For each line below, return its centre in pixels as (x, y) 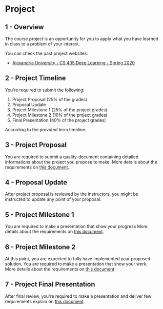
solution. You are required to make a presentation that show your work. (76, 264)
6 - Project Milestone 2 (40, 247)
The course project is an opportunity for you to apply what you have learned (82, 39)
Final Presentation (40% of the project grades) (59, 120)
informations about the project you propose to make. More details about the (81, 162)
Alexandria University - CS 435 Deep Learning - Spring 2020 (73, 63)
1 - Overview (24, 27)
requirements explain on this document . (45, 301)
